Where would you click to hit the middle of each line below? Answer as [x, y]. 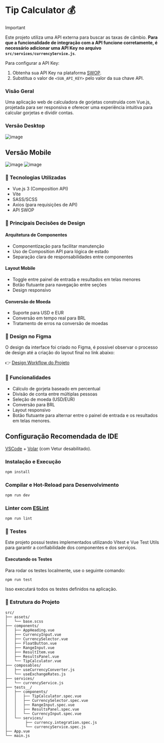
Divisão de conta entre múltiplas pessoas [55, 394]
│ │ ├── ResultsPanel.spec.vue [42, 709]
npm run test [19, 579]
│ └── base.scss [24, 621]
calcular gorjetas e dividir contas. [39, 113]
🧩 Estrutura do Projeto [32, 602]
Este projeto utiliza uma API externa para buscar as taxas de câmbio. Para [81, 37]
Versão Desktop [25, 126]
